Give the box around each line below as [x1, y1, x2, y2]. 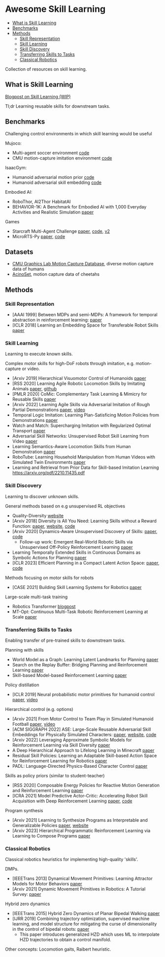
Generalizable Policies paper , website [12, 822, 89, 828]
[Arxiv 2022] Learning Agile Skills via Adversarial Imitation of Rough [12, 402, 150, 408]
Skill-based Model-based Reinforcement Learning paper [12, 672, 127, 678]
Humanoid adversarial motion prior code [12, 174, 95, 180]
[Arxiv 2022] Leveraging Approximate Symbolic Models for [12, 737, 132, 743]
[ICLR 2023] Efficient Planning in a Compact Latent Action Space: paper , [12, 560, 160, 566]
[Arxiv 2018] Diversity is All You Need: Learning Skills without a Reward [12, 518, 157, 524]
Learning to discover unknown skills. [5, 493, 80, 499]
